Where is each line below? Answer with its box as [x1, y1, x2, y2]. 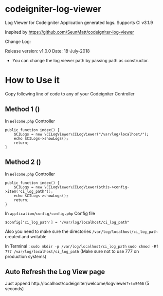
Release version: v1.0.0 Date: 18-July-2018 [5, 48, 90, 54]
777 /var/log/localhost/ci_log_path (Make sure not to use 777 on [5, 248, 139, 254]
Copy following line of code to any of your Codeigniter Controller [5, 91, 135, 96]
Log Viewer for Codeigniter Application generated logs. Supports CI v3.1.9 [5, 20, 153, 25]
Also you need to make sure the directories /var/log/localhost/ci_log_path [5, 228, 158, 234]
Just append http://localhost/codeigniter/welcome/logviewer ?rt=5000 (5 [5, 280, 149, 287]
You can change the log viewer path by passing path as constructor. [12, 57, 149, 63]
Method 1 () [5, 105, 40, 114]
